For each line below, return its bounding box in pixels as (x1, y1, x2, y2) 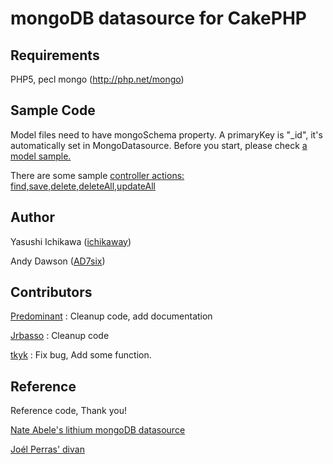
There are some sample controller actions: (10, 169, 185, 181)
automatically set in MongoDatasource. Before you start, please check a (10, 139, 308, 151)
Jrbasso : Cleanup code (10, 330, 110, 342)
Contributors (10, 284, 93, 301)
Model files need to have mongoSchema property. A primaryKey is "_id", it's (10, 128, 323, 141)
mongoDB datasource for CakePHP (10, 7, 307, 30)
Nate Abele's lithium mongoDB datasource (10, 424, 186, 436)
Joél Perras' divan (10, 443, 85, 456)
